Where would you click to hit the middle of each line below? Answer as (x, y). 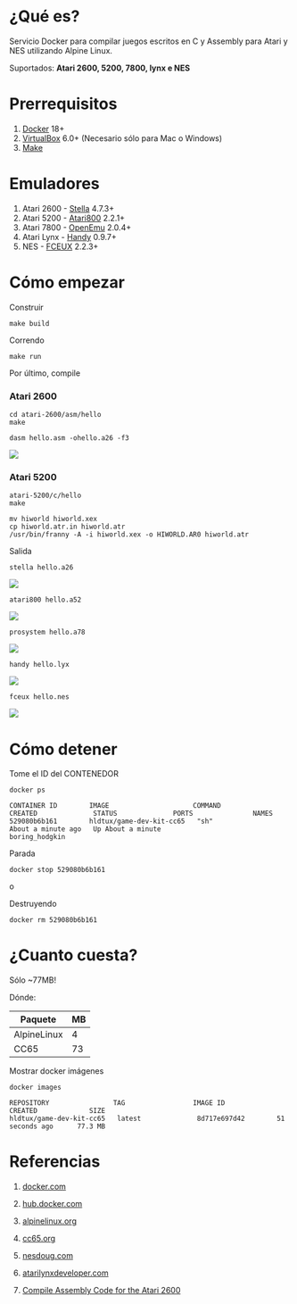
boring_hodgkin (37, 837)
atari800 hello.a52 (45, 600)
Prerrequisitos (63, 104)
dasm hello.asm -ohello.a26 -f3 (69, 438)
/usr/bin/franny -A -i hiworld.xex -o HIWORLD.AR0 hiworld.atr (129, 535)
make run (25, 356)
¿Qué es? (45, 17)
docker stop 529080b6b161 (57, 870)
